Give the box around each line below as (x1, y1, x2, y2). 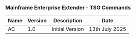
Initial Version (51, 26, 84, 33)
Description (53, 17, 83, 24)
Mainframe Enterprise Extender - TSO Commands (5, 4, 131, 11)
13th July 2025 (89, 26, 126, 33)
